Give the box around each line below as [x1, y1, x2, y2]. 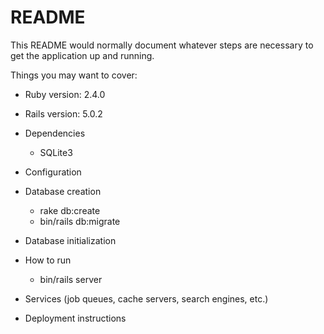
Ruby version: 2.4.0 [24, 88, 106, 100]
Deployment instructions [24, 312, 127, 324]
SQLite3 [39, 146, 73, 158]
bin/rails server [39, 273, 103, 285]
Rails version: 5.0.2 [24, 107, 103, 120]
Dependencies [24, 127, 86, 139]
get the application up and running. [10, 49, 155, 61]
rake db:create [39, 204, 101, 216]
